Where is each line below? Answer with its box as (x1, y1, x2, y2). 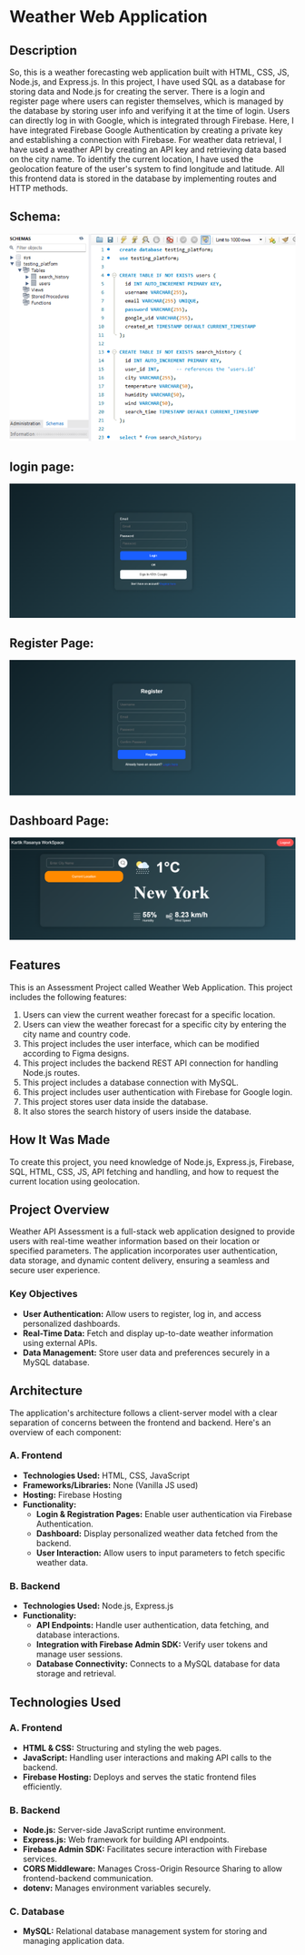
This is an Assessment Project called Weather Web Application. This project (9, 981, 293, 993)
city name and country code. (22, 1028, 131, 1039)
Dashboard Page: (9, 813, 110, 828)
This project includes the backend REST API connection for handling (22, 1058, 279, 1069)
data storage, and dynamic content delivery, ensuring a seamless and (9, 1255, 271, 1266)
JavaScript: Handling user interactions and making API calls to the (22, 1752, 272, 1763)
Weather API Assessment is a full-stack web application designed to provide (9, 1226, 295, 1237)
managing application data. (22, 1936, 125, 1947)
